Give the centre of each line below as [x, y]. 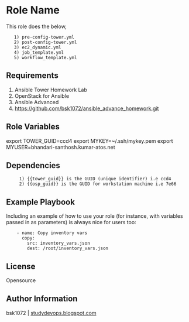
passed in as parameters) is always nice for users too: [71, 222]
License [21, 266]
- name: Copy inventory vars [52, 233]
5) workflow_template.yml [45, 57]
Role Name [33, 10]
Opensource [21, 280]
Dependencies [33, 165]
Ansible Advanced [37, 102]
